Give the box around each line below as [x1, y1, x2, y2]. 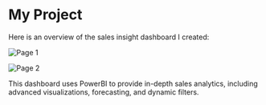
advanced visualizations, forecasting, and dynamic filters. [8, 87, 199, 97]
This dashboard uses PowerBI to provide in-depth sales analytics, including [8, 79, 259, 88]
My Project [8, 6, 83, 24]
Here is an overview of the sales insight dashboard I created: [8, 32, 210, 42]
